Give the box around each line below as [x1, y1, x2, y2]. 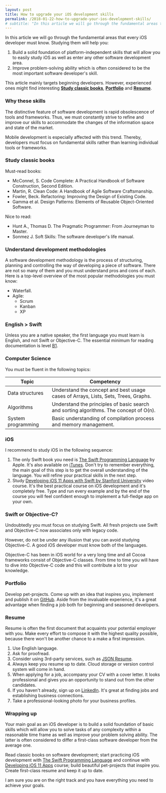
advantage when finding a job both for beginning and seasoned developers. [5, 601, 160, 608]
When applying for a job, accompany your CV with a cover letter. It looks [12, 671, 160, 677]
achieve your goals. [5, 783, 45, 789]
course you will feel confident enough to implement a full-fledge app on [12, 494, 159, 500]
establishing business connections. [12, 692, 84, 698]
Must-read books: [5, 168, 42, 174]
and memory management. [51, 421, 115, 428]
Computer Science [5, 355, 51, 362]
